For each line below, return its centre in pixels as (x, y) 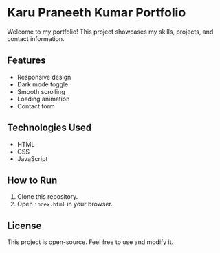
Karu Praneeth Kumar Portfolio (97, 13)
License (24, 225)
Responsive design (44, 77)
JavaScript (32, 158)
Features (26, 61)
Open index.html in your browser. (65, 204)
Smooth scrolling (41, 91)
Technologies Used (49, 128)
